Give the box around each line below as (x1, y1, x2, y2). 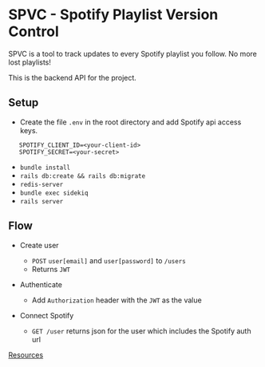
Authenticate (19, 279, 62, 289)
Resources (8, 349, 44, 360)
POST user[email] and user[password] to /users (31, 255, 186, 265)
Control (8, 22, 60, 41)
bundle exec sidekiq (19, 189, 89, 197)
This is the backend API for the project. (8, 73, 137, 82)
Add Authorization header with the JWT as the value (31, 295, 202, 305)
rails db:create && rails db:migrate (19, 172, 146, 180)
